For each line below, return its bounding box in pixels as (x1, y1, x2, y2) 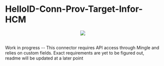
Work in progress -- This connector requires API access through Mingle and (5, 44, 160, 50)
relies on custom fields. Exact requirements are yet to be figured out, (5, 50, 144, 56)
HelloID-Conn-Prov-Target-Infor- (5, 3, 143, 15)
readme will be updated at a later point (5, 55, 84, 61)
